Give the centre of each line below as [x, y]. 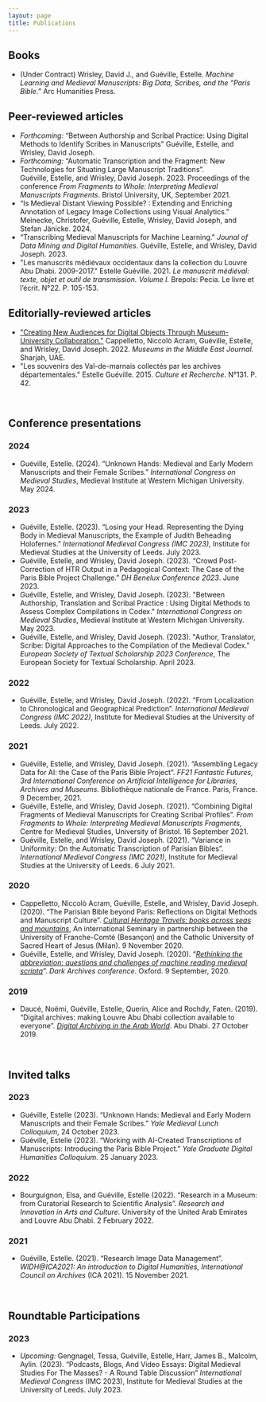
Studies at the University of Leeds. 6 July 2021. [97, 865]
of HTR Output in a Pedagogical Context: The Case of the [150, 569]
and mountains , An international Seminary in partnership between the [134, 928]
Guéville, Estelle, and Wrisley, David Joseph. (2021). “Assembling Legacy [139, 764]
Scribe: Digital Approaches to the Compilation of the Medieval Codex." [135, 645]
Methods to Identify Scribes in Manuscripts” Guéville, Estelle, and [127, 144]
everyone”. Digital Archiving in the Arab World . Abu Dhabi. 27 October [134, 1026]
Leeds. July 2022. [49, 726]
